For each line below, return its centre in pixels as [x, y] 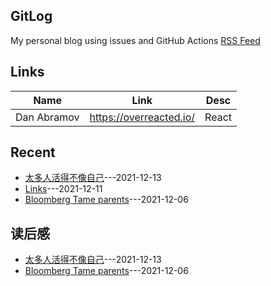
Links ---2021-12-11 [63, 189]
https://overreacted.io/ [142, 117]
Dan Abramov [47, 117]
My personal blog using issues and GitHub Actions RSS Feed [135, 40]
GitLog [31, 16]
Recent [33, 152]
